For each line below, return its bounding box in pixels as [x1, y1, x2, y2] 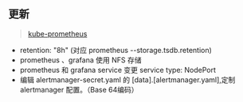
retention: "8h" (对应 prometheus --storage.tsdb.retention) [19, 45, 213, 55]
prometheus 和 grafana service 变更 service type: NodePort [19, 65, 217, 74]
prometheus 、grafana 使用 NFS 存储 [19, 55, 142, 65]
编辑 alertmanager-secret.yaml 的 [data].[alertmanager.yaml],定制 [19, 74, 236, 85]
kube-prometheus [27, 28, 88, 38]
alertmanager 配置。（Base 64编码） [19, 85, 139, 94]
